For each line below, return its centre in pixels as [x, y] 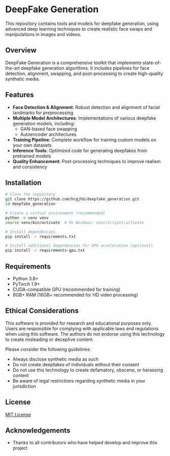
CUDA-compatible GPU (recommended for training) [66, 289]
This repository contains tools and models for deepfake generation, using [82, 23]
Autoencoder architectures [48, 134]
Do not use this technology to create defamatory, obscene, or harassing [88, 370]
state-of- [152, 63]
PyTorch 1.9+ [26, 284]
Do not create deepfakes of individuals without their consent [76, 364]
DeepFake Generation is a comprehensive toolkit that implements [73, 63]
